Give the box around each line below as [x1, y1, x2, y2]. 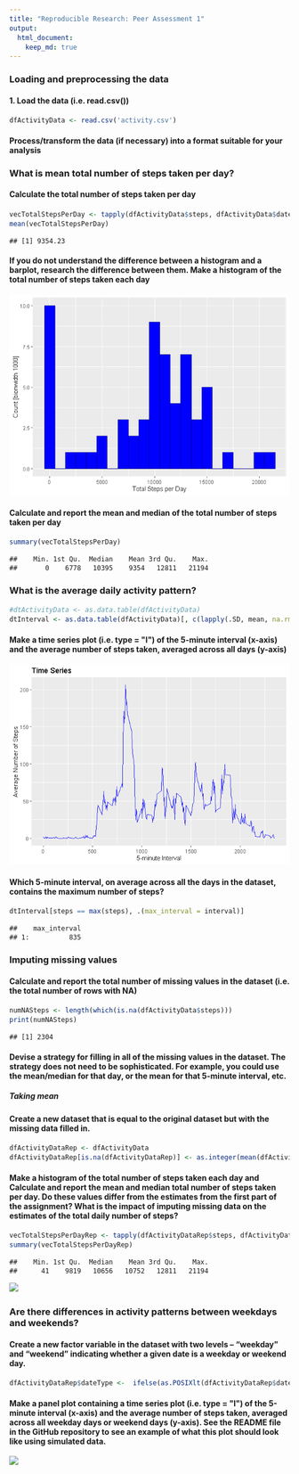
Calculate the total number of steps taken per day [9, 189, 197, 200]
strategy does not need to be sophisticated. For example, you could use [9, 1060, 279, 1071]
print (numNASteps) [9, 1016, 77, 1025]
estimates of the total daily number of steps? [9, 1210, 179, 1221]
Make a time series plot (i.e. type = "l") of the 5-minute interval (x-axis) [9, 634, 278, 645]
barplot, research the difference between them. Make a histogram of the [9, 265, 282, 275]
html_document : [17, 33, 74, 42]
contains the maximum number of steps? [9, 886, 165, 897]
